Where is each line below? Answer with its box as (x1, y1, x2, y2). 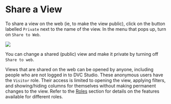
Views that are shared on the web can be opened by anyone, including (5, 66, 154, 72)
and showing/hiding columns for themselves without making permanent (5, 82, 156, 89)
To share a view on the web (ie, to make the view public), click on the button (5, 20, 165, 27)
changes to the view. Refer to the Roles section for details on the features (5, 88, 160, 94)
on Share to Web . (5, 31, 41, 37)
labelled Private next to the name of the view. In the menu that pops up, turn (5, 26, 166, 32)
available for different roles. (5, 93, 63, 99)
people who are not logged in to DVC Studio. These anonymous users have (5, 72, 163, 78)
